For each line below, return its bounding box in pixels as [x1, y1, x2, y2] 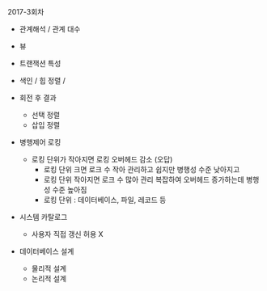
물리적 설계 [31, 264, 66, 273]
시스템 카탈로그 [19, 213, 68, 221]
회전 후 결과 [19, 93, 57, 103]
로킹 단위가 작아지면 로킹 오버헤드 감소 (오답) [31, 154, 173, 164]
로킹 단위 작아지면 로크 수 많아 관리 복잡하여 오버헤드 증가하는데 [43, 175, 244, 184]
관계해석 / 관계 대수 [19, 24, 81, 34]
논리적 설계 [31, 274, 66, 283]
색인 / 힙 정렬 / [19, 76, 66, 85]
